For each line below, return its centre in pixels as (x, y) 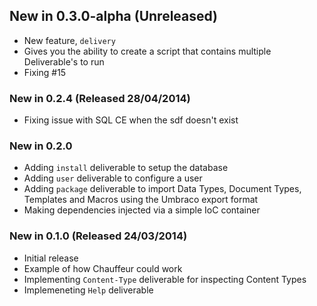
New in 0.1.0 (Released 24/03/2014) (98, 236)
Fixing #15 (45, 72)
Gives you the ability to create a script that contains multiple (147, 51)
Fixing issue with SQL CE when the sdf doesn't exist (131, 120)
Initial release (51, 258)
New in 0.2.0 (41, 146)
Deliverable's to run (64, 61)
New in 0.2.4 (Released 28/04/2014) (100, 98)
